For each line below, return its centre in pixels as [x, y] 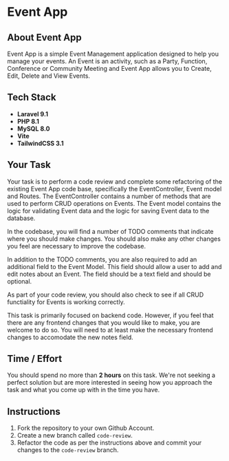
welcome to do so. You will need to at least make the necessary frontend [110, 330]
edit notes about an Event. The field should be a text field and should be [109, 274]
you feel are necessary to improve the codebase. [77, 246]
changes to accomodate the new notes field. [70, 337]
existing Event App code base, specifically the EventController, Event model [115, 189]
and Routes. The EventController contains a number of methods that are [109, 196]
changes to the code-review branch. [68, 450]
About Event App [44, 37]
